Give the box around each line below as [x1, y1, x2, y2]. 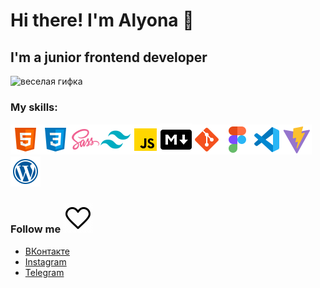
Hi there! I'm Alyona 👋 [10, 9, 195, 32]
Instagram [24, 255, 67, 268]
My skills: [10, 100, 58, 114]
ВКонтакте [24, 245, 70, 257]
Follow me [10, 222, 62, 236]
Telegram [24, 266, 65, 278]
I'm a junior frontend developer [10, 49, 208, 66]
